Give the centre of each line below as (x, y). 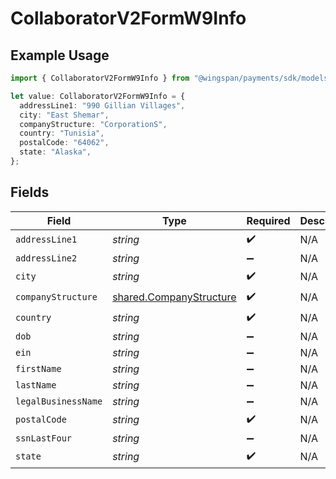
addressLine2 (46, 258)
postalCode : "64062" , (64, 143)
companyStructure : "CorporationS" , (93, 124)
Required (268, 220)
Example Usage (60, 55)
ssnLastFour (44, 438)
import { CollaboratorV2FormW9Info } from (100, 78)
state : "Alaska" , (55, 152)
